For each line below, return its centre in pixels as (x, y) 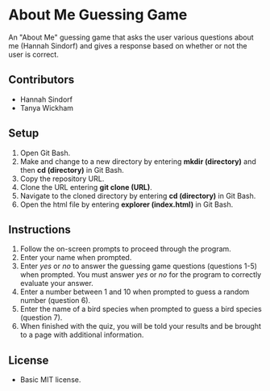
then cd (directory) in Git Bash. (72, 170)
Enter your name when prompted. (76, 258)
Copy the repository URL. (62, 179)
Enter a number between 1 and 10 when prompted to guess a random (135, 292)
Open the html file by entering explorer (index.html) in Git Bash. (127, 204)
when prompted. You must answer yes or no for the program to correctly (141, 275)
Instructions (39, 229)
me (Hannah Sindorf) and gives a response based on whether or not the (128, 45)
